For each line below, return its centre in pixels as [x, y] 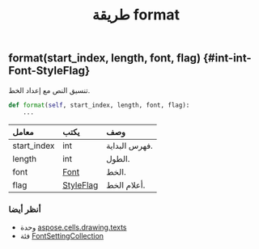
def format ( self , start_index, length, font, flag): [99, 105]
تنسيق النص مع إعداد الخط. [49, 90]
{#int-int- [227, 58]
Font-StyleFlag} [49, 71]
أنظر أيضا [25, 209]
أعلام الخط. [126, 185]
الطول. [118, 159]
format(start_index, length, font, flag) [104, 58]
